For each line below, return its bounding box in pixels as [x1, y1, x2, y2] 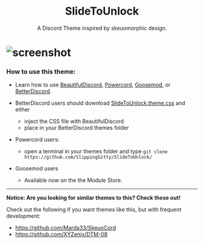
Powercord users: [15, 136, 59, 144]
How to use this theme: [6, 68, 76, 76]
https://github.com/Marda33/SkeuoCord [15, 224, 117, 232]
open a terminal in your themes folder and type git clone [24, 148, 168, 155]
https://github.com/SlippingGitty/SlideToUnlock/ [24, 154, 153, 161]
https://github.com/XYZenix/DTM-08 [15, 231, 108, 238]
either [15, 106, 30, 113]
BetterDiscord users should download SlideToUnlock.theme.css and [15, 99, 185, 107]
